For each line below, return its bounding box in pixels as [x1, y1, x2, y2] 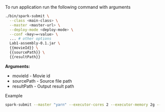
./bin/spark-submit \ [5, 14, 50, 19]
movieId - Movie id [12, 73, 51, 79]
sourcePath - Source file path [12, 78, 72, 84]
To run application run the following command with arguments [5, 4, 131, 10]
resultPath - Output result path [12, 83, 75, 89]
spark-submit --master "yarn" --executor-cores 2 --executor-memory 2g [5, 102, 155, 107]
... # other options [9, 36, 52, 41]
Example [5, 92, 23, 98]
